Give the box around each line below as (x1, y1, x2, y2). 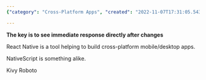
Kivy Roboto (6, 67, 37, 74)
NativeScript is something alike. (6, 54, 86, 62)
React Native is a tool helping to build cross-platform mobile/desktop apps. (6, 43, 196, 50)
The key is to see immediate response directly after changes (6, 31, 164, 38)
